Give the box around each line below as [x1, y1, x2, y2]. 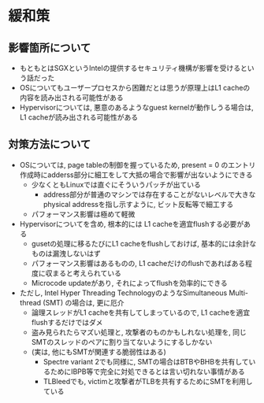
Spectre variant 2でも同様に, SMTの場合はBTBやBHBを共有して [43, 357, 249, 366]
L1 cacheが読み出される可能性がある [19, 113, 139, 122]
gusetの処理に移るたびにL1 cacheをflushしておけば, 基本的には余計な [31, 238, 257, 248]
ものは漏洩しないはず [31, 249, 101, 258]
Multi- [229, 288, 248, 298]
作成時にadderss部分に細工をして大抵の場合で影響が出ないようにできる [19, 170, 254, 179]
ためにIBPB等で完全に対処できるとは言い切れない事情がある [50, 367, 246, 376]
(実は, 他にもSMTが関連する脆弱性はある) [31, 347, 167, 357]
